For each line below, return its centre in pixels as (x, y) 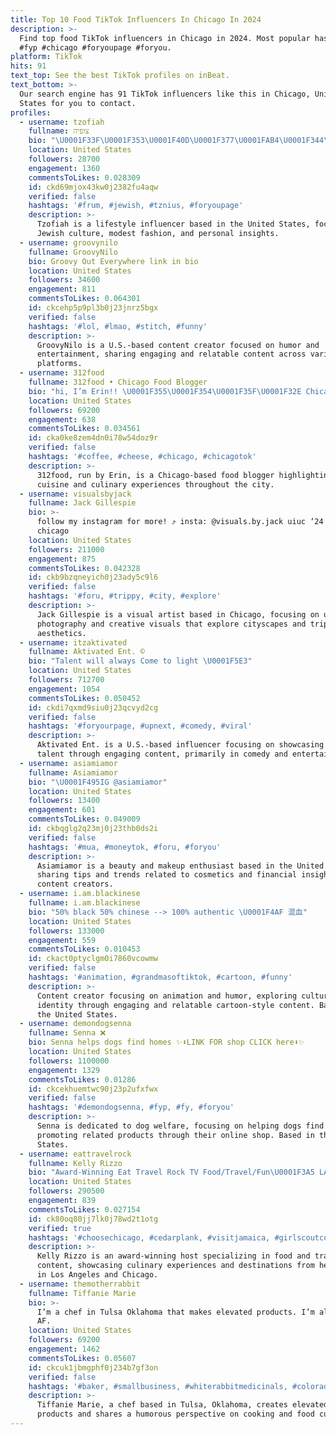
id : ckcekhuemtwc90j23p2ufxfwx (93, 1089)
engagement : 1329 (64, 1070)
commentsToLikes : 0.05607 (82, 1358)
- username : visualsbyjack (75, 494)
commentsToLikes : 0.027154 (84, 1209)
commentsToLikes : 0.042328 (84, 568)
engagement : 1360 (64, 168)
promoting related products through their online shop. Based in (175, 1135)
